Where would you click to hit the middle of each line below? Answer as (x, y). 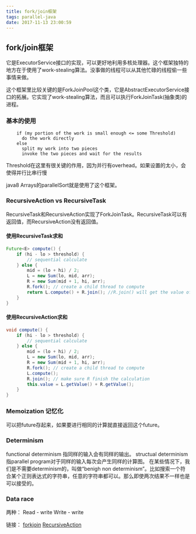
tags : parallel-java (31, 17)
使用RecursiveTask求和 (34, 236)
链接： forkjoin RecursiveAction (44, 525)
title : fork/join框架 (32, 11)
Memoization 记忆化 (35, 411)
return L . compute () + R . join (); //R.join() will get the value (105, 292)
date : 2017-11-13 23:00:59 (39, 22)
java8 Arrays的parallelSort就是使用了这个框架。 (63, 185)
